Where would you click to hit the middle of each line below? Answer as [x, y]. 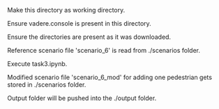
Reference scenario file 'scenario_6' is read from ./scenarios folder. [104, 50]
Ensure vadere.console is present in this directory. [79, 23]
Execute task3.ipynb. [37, 64]
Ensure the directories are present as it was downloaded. [89, 37]
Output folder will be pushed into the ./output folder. [82, 98]
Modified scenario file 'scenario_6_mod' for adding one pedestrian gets [110, 77]
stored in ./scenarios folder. [47, 85]
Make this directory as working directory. [66, 10]
